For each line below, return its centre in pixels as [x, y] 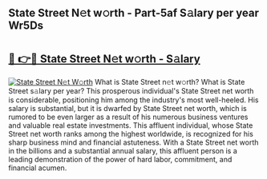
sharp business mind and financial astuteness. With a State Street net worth [133, 142]
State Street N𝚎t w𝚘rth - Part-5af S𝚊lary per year [133, 13]
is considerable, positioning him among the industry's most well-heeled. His [133, 100]
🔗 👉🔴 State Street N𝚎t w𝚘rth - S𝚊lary [104, 59]
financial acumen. [38, 168]
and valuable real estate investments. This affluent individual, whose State [131, 125]
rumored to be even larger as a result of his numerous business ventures [128, 117]
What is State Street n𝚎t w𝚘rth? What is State [170, 82]
